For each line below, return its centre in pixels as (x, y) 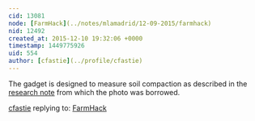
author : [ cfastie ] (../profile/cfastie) (76, 61)
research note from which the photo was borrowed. (94, 92)
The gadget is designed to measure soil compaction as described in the (128, 83)
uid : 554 (23, 53)
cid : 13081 (27, 16)
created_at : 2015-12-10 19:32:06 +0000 (76, 38)
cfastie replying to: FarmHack (57, 108)
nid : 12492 (27, 31)
